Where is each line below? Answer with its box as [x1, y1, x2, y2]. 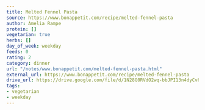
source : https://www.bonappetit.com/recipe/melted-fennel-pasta [6, 15, 173, 21]
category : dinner [6, 60, 51, 66]
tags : [6, 83, 20, 89]
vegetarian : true [6, 32, 51, 38]
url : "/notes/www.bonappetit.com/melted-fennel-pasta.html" [6, 65, 163, 72]
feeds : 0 [6, 49, 29, 55]
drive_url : [6, 77, 34, 83]
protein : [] [6, 26, 37, 32]
